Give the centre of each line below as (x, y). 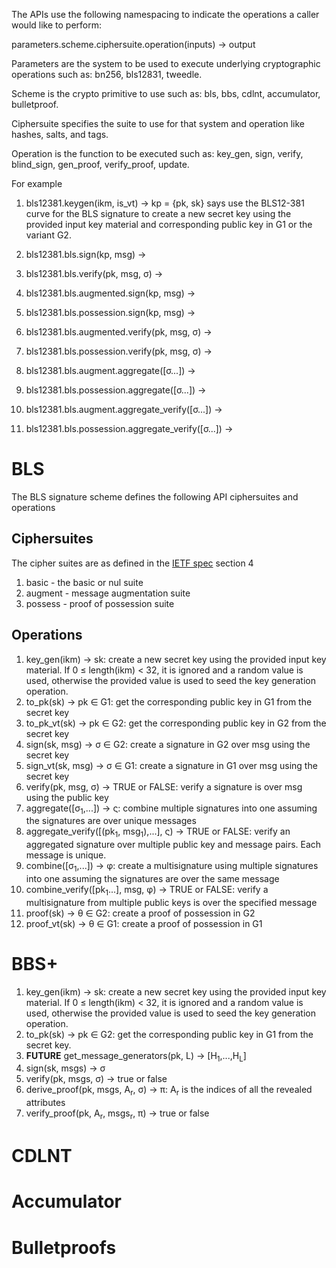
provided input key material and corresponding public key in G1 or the (169, 224)
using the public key (67, 797)
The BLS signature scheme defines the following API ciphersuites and (155, 496)
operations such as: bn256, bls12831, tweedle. (107, 74)
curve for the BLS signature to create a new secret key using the (158, 213)
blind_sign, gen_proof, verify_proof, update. (100, 164)
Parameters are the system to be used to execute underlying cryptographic (166, 63)
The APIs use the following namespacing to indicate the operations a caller (165, 14)
